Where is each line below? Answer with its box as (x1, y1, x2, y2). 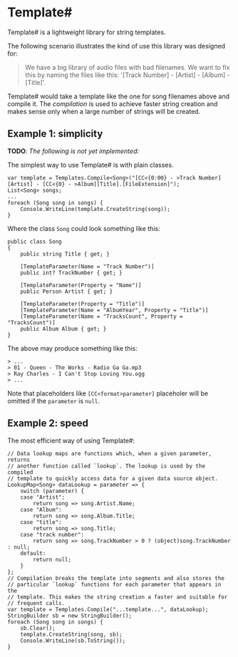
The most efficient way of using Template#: (7, 436, 135, 445)
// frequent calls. (7, 599, 66, 606)
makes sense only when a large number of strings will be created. (7, 107, 201, 115)
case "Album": (20, 506, 62, 513)
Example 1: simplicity (7, 128, 103, 140)
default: (20, 549, 46, 557)
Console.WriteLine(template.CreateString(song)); (20, 205, 171, 212)
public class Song (7, 238, 62, 245)
